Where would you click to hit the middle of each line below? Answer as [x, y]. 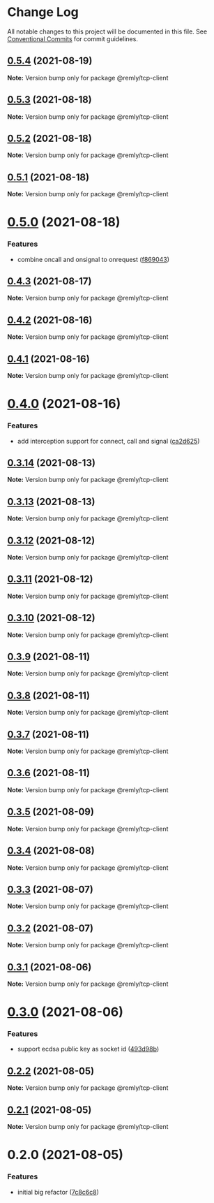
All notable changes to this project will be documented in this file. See [107, 31]
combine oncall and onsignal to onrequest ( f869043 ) [93, 259]
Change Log [43, 12]
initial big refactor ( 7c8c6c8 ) [58, 1192]
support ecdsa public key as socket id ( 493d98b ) [88, 1049]
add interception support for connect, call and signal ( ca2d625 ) [108, 441]
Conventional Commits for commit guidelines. [72, 38]
